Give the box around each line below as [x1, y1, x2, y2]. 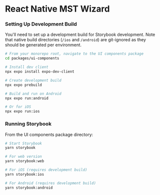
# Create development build [5, 78, 62, 83]
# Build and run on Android [5, 91, 62, 96]
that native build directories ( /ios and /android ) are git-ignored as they [5, 37, 146, 43]
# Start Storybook [5, 141, 42, 146]
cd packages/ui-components [5, 56, 59, 61]
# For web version [5, 154, 42, 159]
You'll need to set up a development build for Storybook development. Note [5, 32, 156, 37]
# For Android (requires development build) [5, 180, 96, 185]
